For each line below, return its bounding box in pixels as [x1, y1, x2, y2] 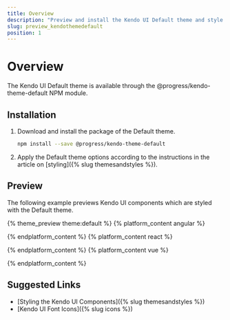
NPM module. [49, 89, 88, 97]
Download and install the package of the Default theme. [17, 127, 176, 135]
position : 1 [7, 29, 41, 36]
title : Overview [7, 10, 54, 17]
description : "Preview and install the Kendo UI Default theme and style [7, 17, 224, 23]
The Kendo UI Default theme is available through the [7, 82, 156, 90]
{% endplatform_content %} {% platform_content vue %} [7, 246, 169, 254]
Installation [7, 109, 56, 120]
